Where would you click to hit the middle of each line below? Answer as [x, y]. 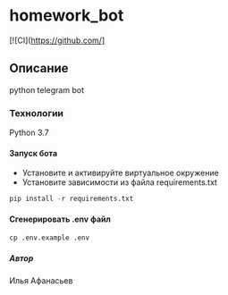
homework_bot [67, 16]
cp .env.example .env [50, 238]
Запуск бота [34, 153]
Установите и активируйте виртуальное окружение [120, 173]
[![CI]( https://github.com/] [57, 40]
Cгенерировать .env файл [60, 219]
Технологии [37, 113]
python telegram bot [47, 89]
